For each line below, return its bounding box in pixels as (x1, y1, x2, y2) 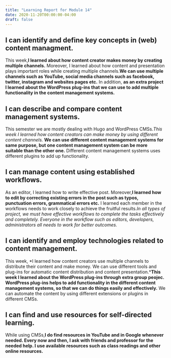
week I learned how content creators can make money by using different (5, 131, 158, 137)
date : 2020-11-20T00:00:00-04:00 (5, 12, 76, 17)
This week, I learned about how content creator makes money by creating (5, 57, 162, 64)
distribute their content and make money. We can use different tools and (5, 263, 157, 269)
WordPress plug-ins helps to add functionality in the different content (5, 280, 156, 286)
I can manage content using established (5, 168, 135, 176)
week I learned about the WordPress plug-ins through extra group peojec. (5, 274, 164, 280)
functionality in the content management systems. (5, 90, 115, 96)
